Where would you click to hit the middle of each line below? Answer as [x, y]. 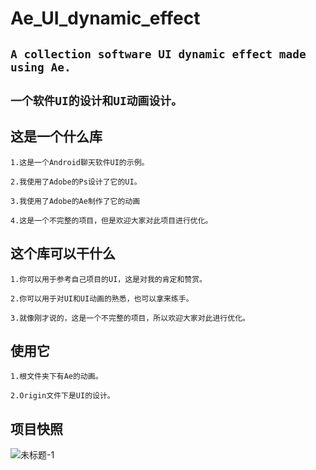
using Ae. [41, 67]
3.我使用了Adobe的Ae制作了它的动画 [75, 201]
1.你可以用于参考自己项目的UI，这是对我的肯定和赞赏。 [109, 279]
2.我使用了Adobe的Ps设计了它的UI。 [76, 182]
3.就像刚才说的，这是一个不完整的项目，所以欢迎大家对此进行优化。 [130, 318]
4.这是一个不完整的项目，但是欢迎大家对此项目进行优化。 [111, 220]
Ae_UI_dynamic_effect [105, 18]
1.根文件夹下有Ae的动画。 [56, 377]
